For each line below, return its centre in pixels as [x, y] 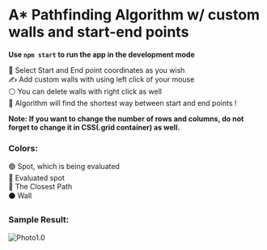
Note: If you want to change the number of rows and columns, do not [126, 118]
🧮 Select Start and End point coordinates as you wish [97, 70]
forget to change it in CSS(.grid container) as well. [94, 127]
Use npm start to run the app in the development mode [102, 54]
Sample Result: [39, 220]
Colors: [23, 148]
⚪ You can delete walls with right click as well [85, 91]
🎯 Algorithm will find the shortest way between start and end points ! [123, 103]
